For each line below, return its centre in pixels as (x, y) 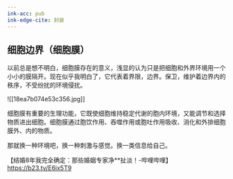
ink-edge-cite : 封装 (36, 20)
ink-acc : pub (26, 14)
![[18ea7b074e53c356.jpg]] (46, 99)
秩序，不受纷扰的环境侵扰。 (47, 85)
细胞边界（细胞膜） (48, 50)
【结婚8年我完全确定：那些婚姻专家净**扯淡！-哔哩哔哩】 (89, 160)
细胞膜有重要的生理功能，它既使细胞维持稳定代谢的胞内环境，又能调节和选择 (116, 113)
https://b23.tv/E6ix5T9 (40, 168)
